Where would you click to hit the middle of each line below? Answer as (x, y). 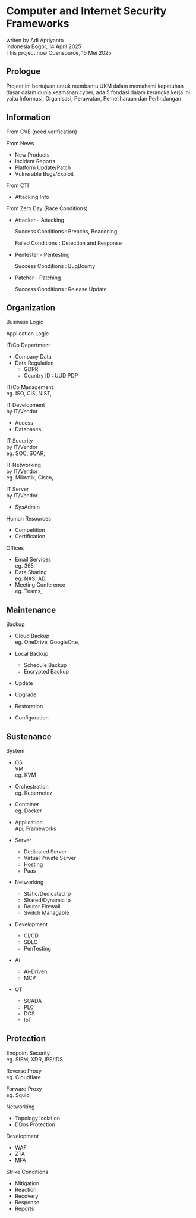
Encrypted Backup (46, 672)
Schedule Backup (45, 665)
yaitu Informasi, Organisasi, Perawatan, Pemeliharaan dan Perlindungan (94, 98)
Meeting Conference (40, 585)
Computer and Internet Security (86, 11)
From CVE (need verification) (42, 132)
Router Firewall (42, 906)
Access (24, 423)
